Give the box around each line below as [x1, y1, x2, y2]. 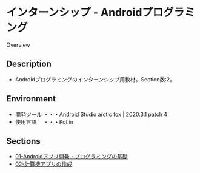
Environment [6, 93, 56, 104]
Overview [6, 41, 30, 49]
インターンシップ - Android [6, 5, 142, 19]
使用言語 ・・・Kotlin [15, 118, 74, 125]
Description [6, 59, 52, 69]
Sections [6, 136, 41, 146]
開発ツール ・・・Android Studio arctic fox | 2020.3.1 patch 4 [15, 110, 168, 118]
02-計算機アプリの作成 [15, 160, 73, 168]
